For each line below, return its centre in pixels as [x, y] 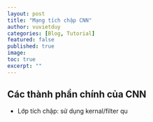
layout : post [26, 14]
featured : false [31, 40]
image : [17, 53]
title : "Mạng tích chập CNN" [50, 20]
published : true [31, 46]
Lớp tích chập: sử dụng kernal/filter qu [72, 111]
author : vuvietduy [34, 27]
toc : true [22, 60]
